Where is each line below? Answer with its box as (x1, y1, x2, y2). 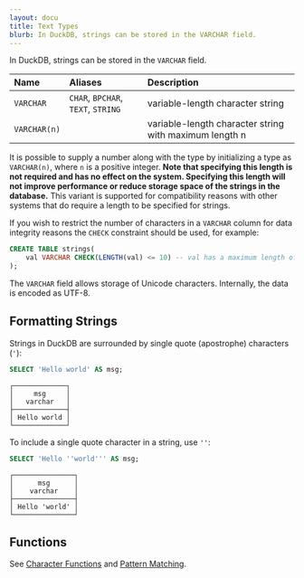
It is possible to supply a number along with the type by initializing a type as (9, 152, 292, 163)
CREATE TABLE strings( (9, 245, 95, 254)
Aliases (69, 76, 102, 89)
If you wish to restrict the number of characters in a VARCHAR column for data (9, 218, 292, 229)
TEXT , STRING (69, 103, 121, 116)
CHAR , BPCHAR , (69, 91, 124, 104)
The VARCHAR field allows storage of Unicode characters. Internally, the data (9, 278, 290, 289)
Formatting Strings (9, 314, 118, 329)
